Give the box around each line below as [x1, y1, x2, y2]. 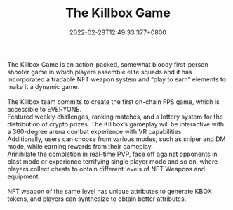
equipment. [7, 172, 41, 181]
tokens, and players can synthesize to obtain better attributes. [7, 195, 187, 203]
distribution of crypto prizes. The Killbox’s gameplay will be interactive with [7, 119, 225, 128]
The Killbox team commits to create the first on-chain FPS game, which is [7, 97, 220, 106]
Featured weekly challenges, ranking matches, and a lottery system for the [7, 112, 223, 121]
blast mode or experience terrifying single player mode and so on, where [7, 157, 218, 166]
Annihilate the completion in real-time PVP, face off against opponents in [7, 150, 218, 158]
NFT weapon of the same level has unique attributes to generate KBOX [7, 187, 212, 195]
